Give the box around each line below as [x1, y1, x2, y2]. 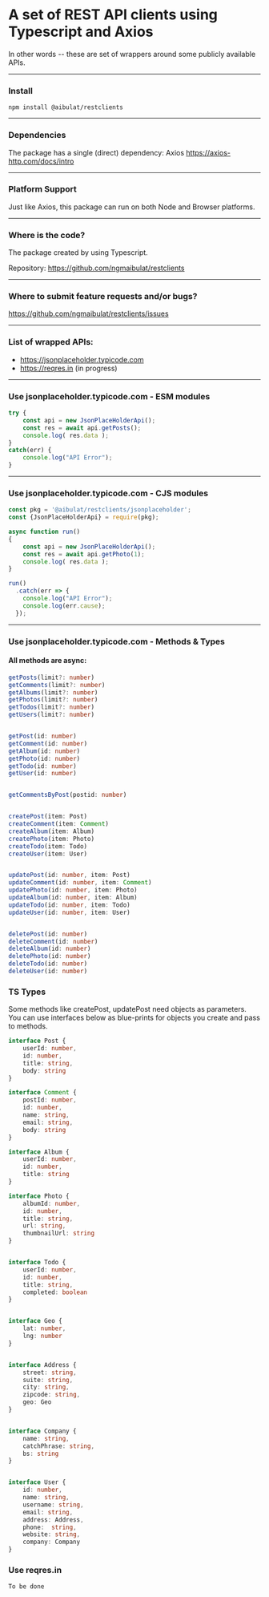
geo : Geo [22, 1398, 52, 1406]
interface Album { [8, 1148, 70, 1156]
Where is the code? [8, 229, 86, 241]
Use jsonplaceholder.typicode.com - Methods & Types [8, 636, 226, 647]
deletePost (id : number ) [8, 930, 88, 938]
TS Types [8, 986, 46, 997]
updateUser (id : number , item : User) [8, 908, 130, 916]
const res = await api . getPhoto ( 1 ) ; [22, 550, 146, 558]
